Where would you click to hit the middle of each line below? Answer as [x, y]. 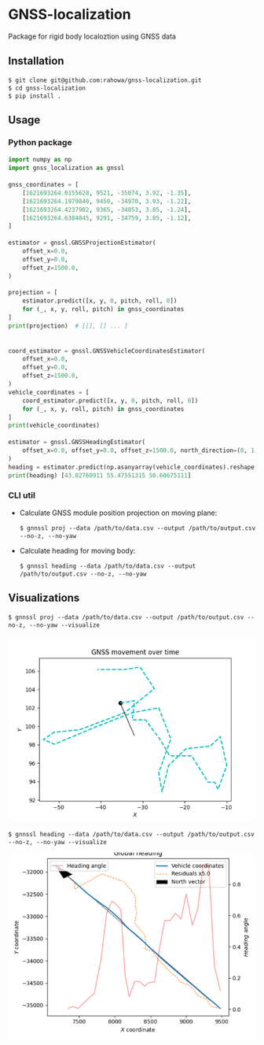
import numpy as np [40, 160]
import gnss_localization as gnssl [66, 168]
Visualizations [44, 598]
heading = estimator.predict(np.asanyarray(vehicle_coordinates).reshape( [133, 467]
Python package [40, 143]
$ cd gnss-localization [47, 88]
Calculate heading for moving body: [77, 550]
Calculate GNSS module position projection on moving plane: [118, 513]
